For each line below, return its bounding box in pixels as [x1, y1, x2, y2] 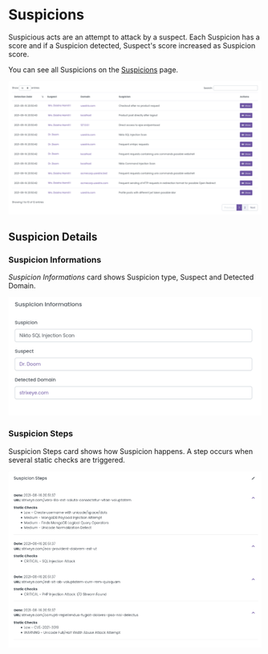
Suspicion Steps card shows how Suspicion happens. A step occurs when [8, 446, 254, 456]
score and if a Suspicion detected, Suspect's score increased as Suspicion [8, 40, 256, 50]
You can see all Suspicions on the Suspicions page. [8, 64, 179, 74]
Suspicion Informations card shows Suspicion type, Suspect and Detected [8, 272, 254, 282]
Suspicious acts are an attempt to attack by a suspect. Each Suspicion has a [8, 32, 261, 42]
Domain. [8, 281, 36, 291]
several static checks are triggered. [8, 455, 126, 464]
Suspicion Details [8, 231, 98, 244]
